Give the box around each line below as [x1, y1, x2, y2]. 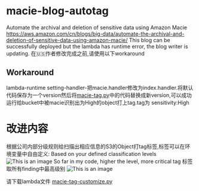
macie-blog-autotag [6, 4, 109, 18]
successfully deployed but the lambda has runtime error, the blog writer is [6, 43, 188, 50]
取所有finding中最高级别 [6, 165, 66, 172]
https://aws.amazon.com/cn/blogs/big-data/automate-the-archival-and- [6, 30, 185, 37]
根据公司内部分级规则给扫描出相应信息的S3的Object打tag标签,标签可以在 [6, 143, 185, 150]
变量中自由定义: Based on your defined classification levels [11, 150, 157, 157]
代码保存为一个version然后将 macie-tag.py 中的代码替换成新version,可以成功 [6, 91, 192, 99]
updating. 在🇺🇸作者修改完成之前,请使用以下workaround [6, 49, 145, 57]
